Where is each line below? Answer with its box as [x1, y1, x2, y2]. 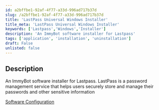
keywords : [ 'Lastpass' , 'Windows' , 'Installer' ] [5, 27, 106, 32]
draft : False [5, 41, 33, 46]
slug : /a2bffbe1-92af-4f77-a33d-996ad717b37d [5, 12, 103, 17]
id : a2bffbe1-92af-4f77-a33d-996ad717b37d [5, 7, 97, 13]
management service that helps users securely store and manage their [5, 83, 154, 90]
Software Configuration [5, 99, 55, 105]
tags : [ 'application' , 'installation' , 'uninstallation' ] [5, 36, 131, 41]
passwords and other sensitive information [5, 89, 95, 95]
